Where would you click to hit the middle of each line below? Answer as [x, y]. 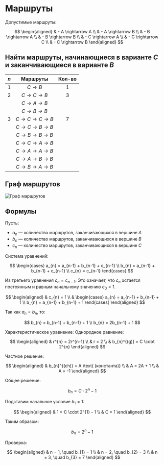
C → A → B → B [35, 159]
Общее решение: [23, 381]
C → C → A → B [35, 143]
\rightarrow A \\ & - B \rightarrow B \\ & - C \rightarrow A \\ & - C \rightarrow [82, 37]
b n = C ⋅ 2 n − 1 [82, 391]
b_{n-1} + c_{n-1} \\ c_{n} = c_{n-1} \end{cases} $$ [82, 270]
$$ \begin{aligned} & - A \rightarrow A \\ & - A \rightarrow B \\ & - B [82, 31]
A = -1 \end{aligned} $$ [82, 371]
